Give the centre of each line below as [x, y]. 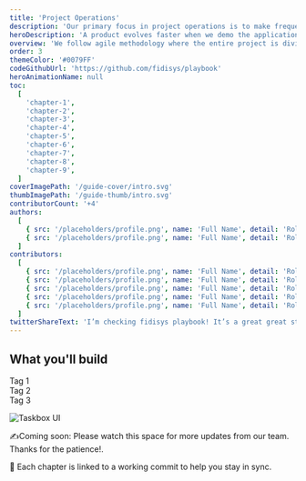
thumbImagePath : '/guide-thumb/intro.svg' [91, 195]
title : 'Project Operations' [65, 18]
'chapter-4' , [51, 128]
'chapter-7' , [51, 153]
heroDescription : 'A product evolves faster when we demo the [130, 35]
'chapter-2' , [51, 111]
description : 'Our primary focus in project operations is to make [140, 26]
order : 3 [26, 52]
